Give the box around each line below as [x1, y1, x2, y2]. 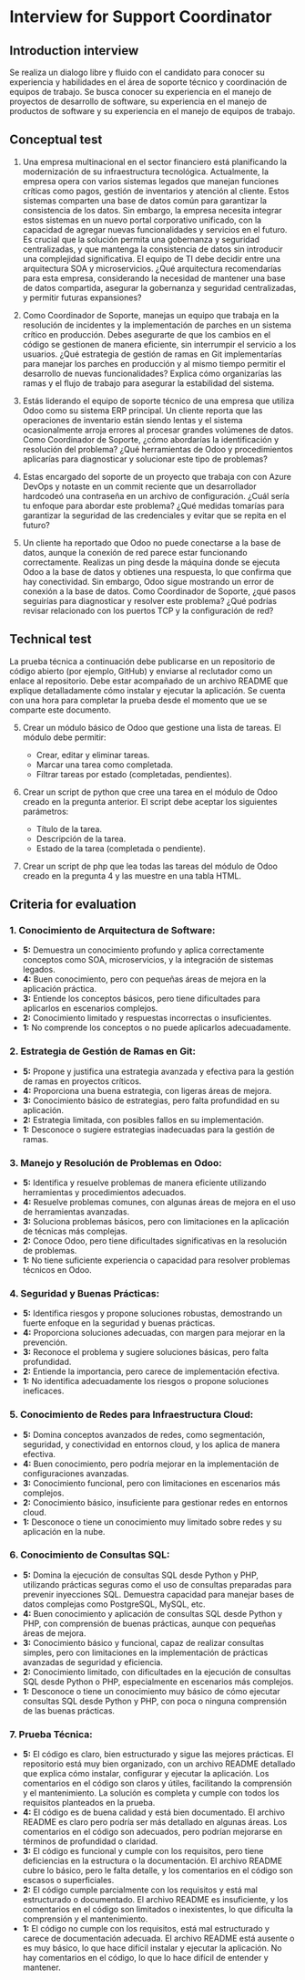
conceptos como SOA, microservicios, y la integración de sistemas [22, 954, 274, 965]
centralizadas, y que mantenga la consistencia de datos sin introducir [22, 244, 284, 255]
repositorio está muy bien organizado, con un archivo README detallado [22, 1758, 296, 1769]
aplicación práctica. [22, 984, 97, 995]
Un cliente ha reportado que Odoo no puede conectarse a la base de [22, 537, 281, 548]
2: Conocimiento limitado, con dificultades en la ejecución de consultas [22, 1666, 291, 1677]
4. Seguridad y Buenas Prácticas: [9, 1287, 160, 1299]
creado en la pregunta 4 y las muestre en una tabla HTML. [22, 870, 242, 881]
